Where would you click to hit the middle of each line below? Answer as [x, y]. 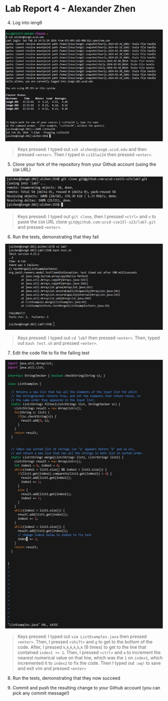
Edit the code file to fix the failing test [51, 353]
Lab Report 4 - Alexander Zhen [70, 9]
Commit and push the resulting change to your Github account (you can [86, 687]
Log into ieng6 [27, 23]
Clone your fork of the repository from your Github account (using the [84, 164]
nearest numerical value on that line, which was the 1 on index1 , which [90, 657]
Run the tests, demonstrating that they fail [55, 237]
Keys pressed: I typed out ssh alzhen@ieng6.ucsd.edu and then [82, 149]
